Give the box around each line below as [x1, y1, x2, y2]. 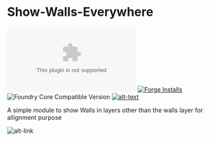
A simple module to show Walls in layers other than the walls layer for [7, 106, 204, 114]
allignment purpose [7, 113, 62, 121]
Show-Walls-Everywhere [7, 4, 154, 20]
